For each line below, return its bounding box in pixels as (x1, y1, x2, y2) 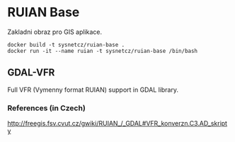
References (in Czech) (7, 103, 86, 113)
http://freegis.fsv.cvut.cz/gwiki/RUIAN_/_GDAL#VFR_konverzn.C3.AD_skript (7, 119, 228, 128)
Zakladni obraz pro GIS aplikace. (7, 28, 103, 36)
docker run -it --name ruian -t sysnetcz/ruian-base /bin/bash (7, 47, 198, 54)
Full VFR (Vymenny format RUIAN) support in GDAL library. (7, 85, 179, 94)
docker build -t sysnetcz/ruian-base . (7, 41, 125, 48)
